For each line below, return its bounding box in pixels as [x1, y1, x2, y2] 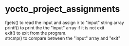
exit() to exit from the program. [5, 30, 67, 36]
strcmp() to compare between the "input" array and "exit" [5, 35, 121, 41]
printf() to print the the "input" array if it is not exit [5, 24, 105, 30]
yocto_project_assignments [5, 3, 120, 15]
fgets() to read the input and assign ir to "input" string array [5, 20, 124, 25]
